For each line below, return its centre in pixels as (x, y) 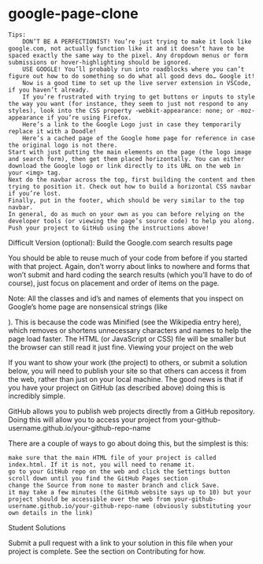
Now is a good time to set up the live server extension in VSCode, (137, 83)
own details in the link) (50, 513)
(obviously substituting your (202, 506)
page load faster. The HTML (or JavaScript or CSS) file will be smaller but (127, 338)
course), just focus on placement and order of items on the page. (114, 283)
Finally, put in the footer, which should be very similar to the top (126, 200)
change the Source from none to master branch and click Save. (114, 485)
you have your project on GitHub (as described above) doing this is (117, 387)
